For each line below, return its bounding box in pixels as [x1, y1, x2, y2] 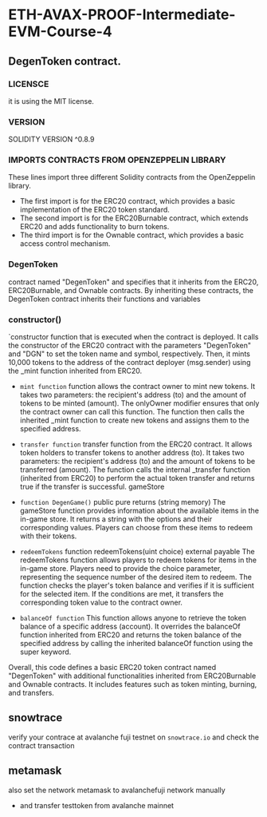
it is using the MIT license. [8, 96, 94, 105]
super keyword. [19, 647, 72, 656]
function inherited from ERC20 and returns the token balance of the [19, 630, 241, 640]
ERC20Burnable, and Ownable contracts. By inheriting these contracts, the [8, 285, 253, 295]
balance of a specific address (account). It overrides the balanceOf [19, 621, 241, 632]
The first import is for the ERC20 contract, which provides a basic [19, 196, 236, 206]
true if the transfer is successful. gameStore [19, 482, 165, 492]
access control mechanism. [19, 239, 111, 248]
